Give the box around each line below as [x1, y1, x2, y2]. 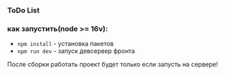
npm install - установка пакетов [17, 40, 114, 48]
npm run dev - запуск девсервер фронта [17, 47, 135, 55]
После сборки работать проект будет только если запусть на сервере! [7, 61, 219, 69]
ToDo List [7, 6, 40, 15]
